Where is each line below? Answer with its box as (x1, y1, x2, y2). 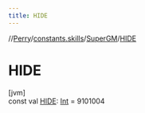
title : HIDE (8, 11, 48, 20)
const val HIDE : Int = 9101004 (8, 96, 105, 106)
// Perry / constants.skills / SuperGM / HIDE (8, 33, 137, 43)
